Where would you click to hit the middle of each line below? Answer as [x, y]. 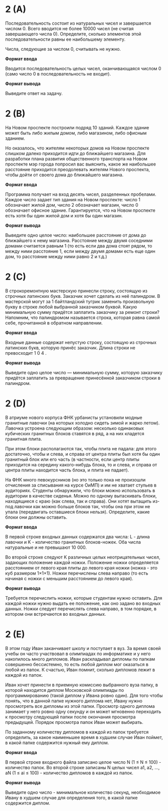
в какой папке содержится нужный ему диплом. [57, 743]
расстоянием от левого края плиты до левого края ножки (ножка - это [81, 567]
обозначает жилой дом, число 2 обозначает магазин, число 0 [72, 205]
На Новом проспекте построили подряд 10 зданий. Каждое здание [77, 127]
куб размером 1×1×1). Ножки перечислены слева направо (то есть [77, 573]
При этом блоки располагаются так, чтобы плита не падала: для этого [81, 448]
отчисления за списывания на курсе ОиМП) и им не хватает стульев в [81, 485]
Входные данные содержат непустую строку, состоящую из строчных [81, 342]
